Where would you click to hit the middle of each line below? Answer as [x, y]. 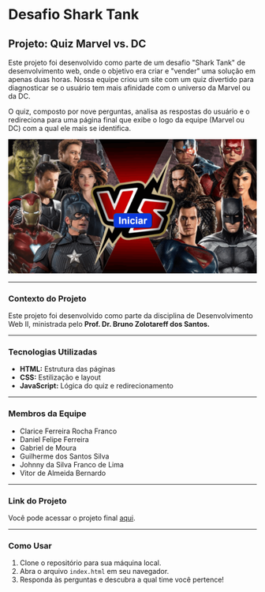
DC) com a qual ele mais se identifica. [70, 128]
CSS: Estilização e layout [60, 377]
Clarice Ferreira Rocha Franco [68, 431]
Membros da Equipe [47, 414]
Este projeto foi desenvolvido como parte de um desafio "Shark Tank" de [127, 62]
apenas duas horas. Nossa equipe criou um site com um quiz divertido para [131, 79]
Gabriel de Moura [48, 448]
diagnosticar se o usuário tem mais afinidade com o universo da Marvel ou [129, 88]
